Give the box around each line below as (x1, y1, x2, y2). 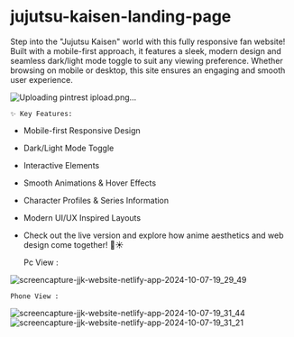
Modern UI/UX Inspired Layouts (23, 212, 142, 223)
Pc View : (23, 257, 59, 268)
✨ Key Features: (10, 109, 73, 118)
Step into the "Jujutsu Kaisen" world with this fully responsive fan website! (10, 36, 286, 47)
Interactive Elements (23, 159, 100, 170)
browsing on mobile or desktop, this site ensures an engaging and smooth (10, 65, 286, 76)
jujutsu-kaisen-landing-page (10, 6, 232, 27)
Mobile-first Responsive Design (23, 124, 141, 136)
